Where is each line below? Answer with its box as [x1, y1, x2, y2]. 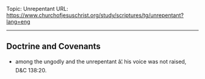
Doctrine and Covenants [6, 41, 101, 52]
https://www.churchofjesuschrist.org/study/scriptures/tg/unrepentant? [6, 12, 184, 19]
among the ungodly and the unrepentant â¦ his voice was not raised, [15, 58, 187, 65]
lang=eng [6, 18, 31, 25]
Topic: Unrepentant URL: [6, 5, 68, 12]
